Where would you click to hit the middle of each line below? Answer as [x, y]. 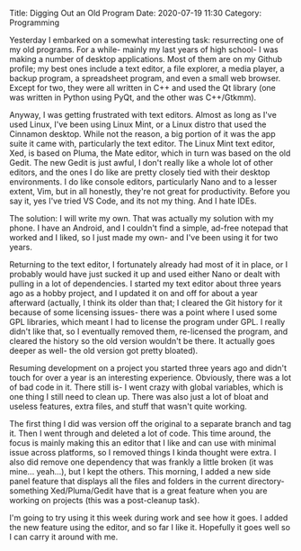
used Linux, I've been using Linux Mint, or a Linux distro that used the [138, 124]
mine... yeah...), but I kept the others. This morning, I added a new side [140, 471]
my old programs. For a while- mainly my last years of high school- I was [144, 50]
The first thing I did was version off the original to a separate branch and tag [150, 424]
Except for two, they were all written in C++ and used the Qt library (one [143, 88]
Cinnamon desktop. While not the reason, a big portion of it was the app [142, 134]
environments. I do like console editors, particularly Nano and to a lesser [143, 182]
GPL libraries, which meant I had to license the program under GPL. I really [147, 322]
